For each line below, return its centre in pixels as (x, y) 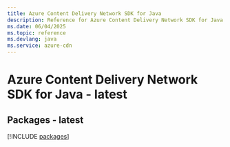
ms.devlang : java (32, 39)
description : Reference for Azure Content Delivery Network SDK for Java (115, 20)
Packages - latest (45, 120)
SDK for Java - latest (67, 95)
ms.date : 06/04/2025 (37, 26)
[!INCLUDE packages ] (38, 136)
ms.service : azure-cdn (40, 46)
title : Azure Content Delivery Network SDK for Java (84, 13)
